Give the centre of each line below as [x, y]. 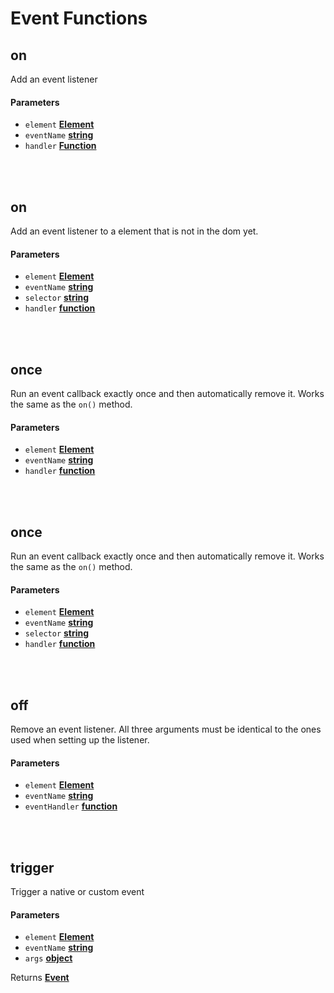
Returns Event [40, 978]
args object [48, 958]
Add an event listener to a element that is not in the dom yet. [134, 231]
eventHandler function [71, 806]
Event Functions [79, 18]
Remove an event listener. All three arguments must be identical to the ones [166, 729]
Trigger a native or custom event [77, 892]
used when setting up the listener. [80, 740]
